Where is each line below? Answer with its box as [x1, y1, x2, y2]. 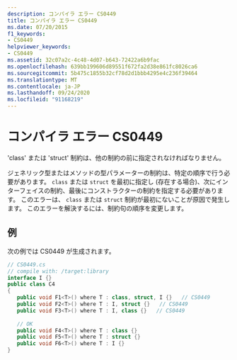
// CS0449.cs [7, 261, 46, 268]
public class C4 [7, 281, 55, 288]
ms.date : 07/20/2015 [7, 23, 69, 30]
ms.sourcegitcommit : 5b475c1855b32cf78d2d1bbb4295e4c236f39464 [7, 69, 198, 77]
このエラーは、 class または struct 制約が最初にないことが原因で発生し [21, 195, 231, 203]
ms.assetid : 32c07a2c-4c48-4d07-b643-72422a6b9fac [7, 57, 160, 64]
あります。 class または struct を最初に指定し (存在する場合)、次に [19, 177, 216, 186]
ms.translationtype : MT [7, 76, 78, 84]
